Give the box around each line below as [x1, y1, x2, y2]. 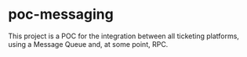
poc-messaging [8, 5, 114, 23]
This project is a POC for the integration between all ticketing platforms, [8, 31, 239, 41]
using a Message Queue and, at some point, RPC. [8, 39, 169, 48]
